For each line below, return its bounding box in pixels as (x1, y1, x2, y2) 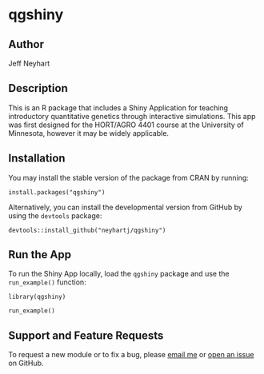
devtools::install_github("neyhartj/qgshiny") (8, 226, 166, 234)
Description (8, 82, 68, 95)
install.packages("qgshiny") (8, 188, 106, 197)
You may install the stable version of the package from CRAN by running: (8, 173, 250, 182)
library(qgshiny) (8, 293, 66, 301)
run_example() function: (8, 277, 86, 287)
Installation (8, 152, 66, 165)
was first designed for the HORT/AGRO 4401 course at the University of (8, 120, 244, 129)
